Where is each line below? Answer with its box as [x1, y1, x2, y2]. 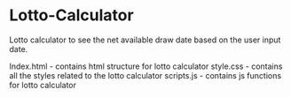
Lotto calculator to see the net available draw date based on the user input [9, 34, 281, 45]
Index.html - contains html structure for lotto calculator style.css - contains [9, 61, 283, 71]
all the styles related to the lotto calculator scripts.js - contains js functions [9, 70, 282, 80]
